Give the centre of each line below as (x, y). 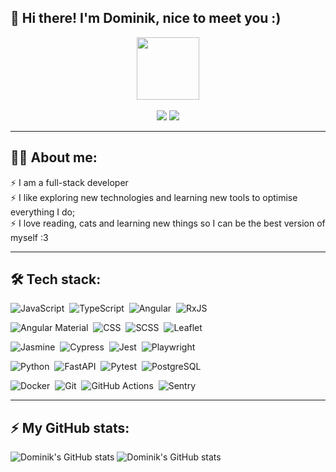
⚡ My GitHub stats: (70, 427)
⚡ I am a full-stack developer (69, 182)
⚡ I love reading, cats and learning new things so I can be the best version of (168, 223)
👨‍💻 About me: (54, 157)
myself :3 (29, 237)
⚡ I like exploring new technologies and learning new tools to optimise (154, 197)
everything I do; (43, 212)
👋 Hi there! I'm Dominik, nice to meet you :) (146, 18)
